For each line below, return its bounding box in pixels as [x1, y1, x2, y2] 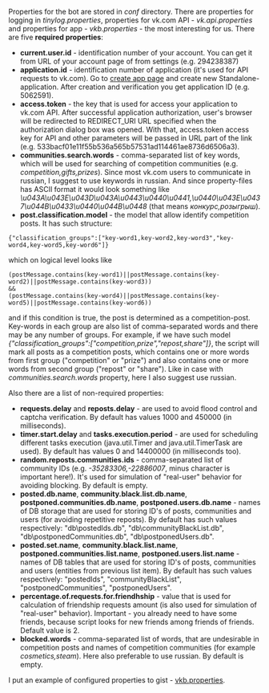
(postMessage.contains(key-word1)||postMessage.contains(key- [8, 271, 220, 279]
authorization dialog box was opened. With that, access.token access [19, 124, 250, 134]
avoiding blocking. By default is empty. [19, 481, 148, 490]
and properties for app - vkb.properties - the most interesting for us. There [8, 24, 255, 33]
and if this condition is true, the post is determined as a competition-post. [8, 313, 251, 322]
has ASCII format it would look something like [19, 185, 170, 194]
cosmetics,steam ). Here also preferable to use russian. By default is [19, 651, 244, 661]
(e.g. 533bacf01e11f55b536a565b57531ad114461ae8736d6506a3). [19, 142, 240, 151]
